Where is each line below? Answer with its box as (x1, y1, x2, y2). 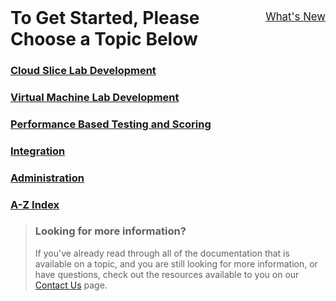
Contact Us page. (34, 279, 108, 291)
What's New (265, 10, 326, 23)
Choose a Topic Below (10, 28, 198, 50)
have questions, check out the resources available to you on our (34, 268, 300, 280)
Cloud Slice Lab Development (10, 63, 157, 77)
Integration (10, 144, 66, 158)
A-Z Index (10, 197, 60, 211)
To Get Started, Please (10, 7, 200, 29)
